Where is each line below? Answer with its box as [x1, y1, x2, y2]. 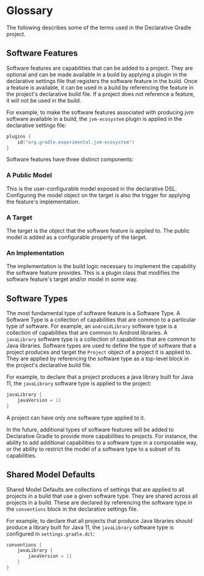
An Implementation [6, 249, 65, 257]
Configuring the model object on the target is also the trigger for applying [6, 191, 191, 199]
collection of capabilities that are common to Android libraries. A [6, 329, 168, 337]
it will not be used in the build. [6, 97, 82, 104]
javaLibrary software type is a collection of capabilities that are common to [6, 335, 196, 343]
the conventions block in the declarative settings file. [6, 505, 138, 512]
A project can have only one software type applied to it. [6, 414, 146, 421]
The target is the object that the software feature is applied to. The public [6, 227, 190, 234]
